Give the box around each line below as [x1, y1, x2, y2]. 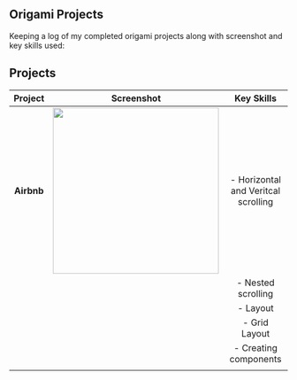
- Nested [236, 276, 276, 289]
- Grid [242, 316, 269, 329]
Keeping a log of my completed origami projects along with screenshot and [9, 30, 283, 41]
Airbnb [14, 184, 44, 197]
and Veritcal [231, 184, 281, 197]
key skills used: [9, 40, 65, 50]
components [229, 353, 282, 365]
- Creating [233, 341, 278, 353]
